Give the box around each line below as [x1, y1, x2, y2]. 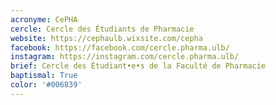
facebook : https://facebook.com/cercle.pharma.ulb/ [10, 42, 230, 53]
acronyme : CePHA [10, 14, 78, 25]
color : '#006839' [10, 80, 83, 90]
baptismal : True [10, 71, 78, 81]
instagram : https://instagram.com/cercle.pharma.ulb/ [10, 52, 240, 62]
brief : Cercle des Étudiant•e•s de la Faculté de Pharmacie [10, 61, 267, 71]
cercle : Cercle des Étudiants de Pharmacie [10, 24, 195, 34]
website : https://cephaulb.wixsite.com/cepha [10, 33, 203, 43]
